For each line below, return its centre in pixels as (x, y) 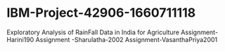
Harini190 (20, 39)
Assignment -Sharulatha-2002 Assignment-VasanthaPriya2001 (127, 39)
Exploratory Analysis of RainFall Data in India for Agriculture (93, 32)
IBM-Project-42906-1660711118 (101, 13)
